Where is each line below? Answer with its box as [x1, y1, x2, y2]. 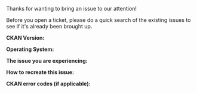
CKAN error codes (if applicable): [6, 80, 91, 87]
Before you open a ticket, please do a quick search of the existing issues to [6, 17, 191, 23]
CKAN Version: [6, 34, 45, 41]
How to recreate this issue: [6, 69, 75, 76]
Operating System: [6, 46, 54, 53]
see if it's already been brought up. [6, 23, 93, 30]
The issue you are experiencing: [6, 57, 88, 64]
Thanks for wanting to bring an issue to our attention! [6, 5, 137, 12]
